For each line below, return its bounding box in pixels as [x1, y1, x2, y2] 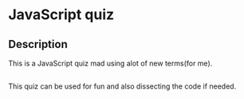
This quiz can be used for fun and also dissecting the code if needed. [8, 81, 237, 91]
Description [8, 38, 68, 51]
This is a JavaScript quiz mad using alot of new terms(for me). [8, 58, 213, 68]
